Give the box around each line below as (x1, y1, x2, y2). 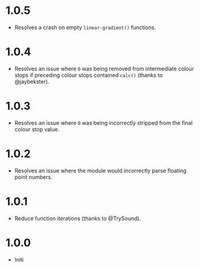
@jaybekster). (14, 78, 50, 85)
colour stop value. (14, 126, 60, 133)
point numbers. (14, 173, 53, 181)
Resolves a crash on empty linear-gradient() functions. (14, 24, 156, 31)
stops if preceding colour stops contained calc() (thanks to (14, 71, 163, 79)
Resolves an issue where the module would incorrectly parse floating (14, 167, 187, 174)
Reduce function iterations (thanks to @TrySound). (14, 215, 141, 222)
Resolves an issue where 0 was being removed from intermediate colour (14, 65, 195, 72)
